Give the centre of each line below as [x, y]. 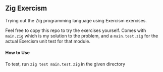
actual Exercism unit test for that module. [48, 41]
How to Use [18, 53]
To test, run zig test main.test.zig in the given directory [65, 64]
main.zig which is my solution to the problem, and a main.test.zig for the [82, 35]
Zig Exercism [26, 8]
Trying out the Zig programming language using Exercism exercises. [76, 20]
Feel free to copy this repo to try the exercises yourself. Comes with [76, 30]
